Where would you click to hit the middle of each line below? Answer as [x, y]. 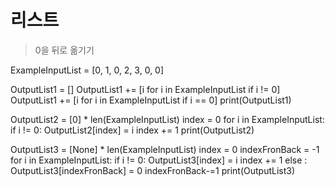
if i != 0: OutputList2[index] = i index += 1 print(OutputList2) [132, 130]
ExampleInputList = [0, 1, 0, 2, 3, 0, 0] [87, 70]
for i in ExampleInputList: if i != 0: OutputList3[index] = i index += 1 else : [159, 160]
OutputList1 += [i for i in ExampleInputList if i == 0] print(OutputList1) [151, 100]
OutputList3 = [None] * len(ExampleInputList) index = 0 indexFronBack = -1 [165, 149]
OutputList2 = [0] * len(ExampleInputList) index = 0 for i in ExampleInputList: [167, 119]
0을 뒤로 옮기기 [64, 50]
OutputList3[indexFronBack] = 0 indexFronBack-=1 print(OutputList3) [153, 170]
